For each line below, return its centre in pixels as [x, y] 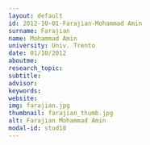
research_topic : [35, 68]
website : [23, 98]
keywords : [25, 91]
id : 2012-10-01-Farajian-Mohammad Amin [75, 23]
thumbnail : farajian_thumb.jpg [61, 114]
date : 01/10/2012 [37, 53]
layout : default [35, 16]
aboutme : [23, 61]
